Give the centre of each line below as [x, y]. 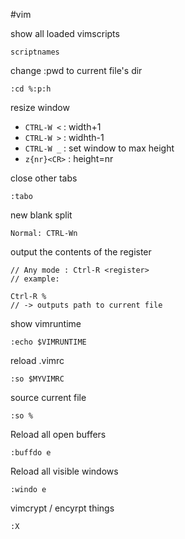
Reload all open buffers [58, 434]
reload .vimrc [37, 360]
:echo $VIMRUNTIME [48, 342]
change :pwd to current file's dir [76, 70]
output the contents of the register [81, 252]
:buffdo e [31, 453]
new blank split [41, 215]
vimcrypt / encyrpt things [62, 508]
